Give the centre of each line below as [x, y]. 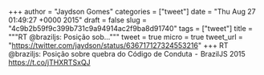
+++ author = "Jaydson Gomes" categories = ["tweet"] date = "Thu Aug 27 [132, 12]
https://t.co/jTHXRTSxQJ [49, 62]
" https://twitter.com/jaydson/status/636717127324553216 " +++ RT [118, 45]
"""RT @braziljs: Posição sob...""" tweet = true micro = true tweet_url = [126, 37]
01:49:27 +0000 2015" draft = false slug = [77, 20]
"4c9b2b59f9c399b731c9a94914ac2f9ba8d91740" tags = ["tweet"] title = [131, 28]
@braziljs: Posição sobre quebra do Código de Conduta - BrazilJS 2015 [127, 54]
